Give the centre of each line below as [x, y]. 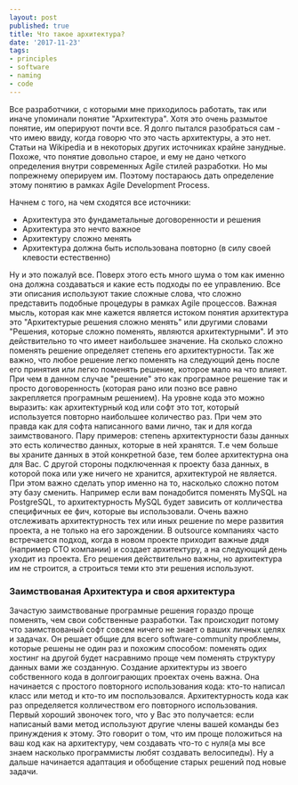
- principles [33, 59]
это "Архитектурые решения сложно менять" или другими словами [139, 322]
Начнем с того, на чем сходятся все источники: [100, 202]
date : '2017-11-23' [45, 42]
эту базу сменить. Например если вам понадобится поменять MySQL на [148, 492]
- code [21, 84]
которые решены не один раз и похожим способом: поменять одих [138, 648]
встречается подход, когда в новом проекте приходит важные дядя [139, 539]
